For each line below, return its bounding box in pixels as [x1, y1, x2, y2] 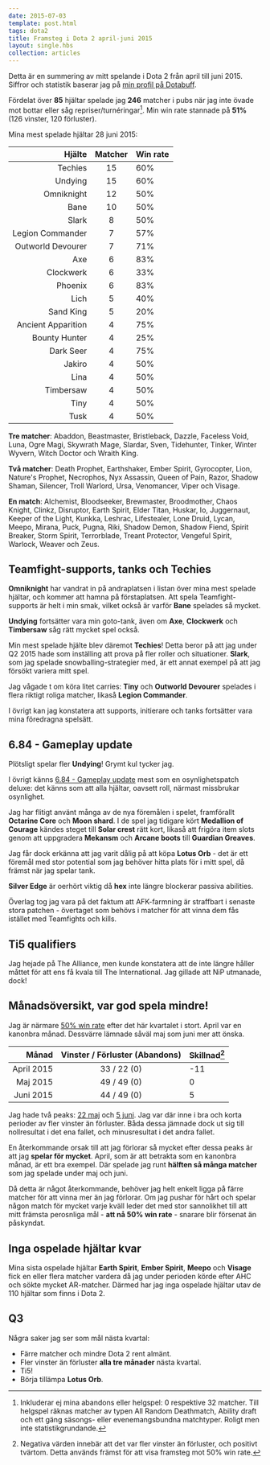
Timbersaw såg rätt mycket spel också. [8, 625, 141, 635]
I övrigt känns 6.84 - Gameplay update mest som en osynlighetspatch [8, 775, 239, 784]
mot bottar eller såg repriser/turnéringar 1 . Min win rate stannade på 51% [8, 104, 247, 115]
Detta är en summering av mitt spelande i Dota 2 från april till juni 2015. [8, 72, 243, 80]
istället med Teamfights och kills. [8, 914, 117, 924]
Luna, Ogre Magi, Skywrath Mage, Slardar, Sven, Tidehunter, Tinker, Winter [8, 439, 257, 449]
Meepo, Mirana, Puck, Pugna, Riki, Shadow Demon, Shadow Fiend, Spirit [8, 522, 249, 532]
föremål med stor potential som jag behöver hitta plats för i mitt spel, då [8, 858, 245, 867]
